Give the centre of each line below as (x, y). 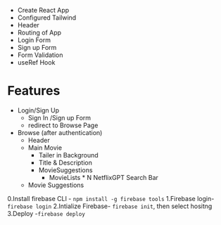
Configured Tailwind (47, 18)
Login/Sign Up (38, 110)
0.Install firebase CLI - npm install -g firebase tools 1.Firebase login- (111, 198)
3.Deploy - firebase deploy (46, 213)
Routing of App (39, 32)
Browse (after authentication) (60, 132)
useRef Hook (36, 62)
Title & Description (65, 162)
